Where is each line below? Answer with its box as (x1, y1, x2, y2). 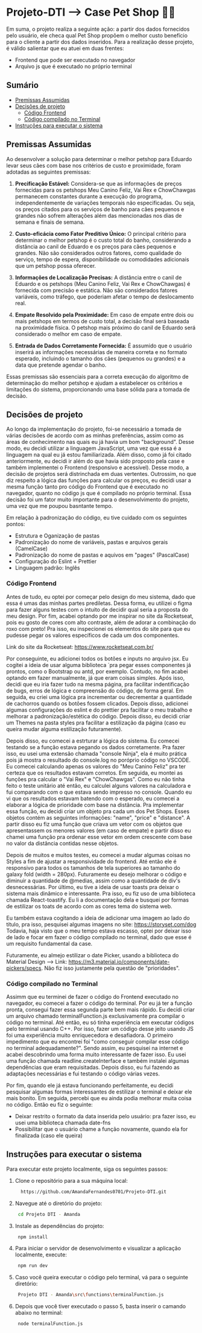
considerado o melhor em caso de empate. (14, 330, 122, 337)
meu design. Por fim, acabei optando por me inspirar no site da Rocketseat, (6, 612, 194, 619)
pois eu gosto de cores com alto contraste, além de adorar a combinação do (6, 618, 197, 626)
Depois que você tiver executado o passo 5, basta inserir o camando (14, 1303, 186, 1310)
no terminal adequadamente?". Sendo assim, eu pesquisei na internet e (6, 1044, 183, 1051)
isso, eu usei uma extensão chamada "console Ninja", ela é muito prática (6, 750, 187, 757)
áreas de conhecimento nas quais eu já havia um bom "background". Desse (6, 439, 195, 446)
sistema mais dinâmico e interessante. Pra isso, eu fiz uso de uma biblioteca (6, 890, 196, 897)
